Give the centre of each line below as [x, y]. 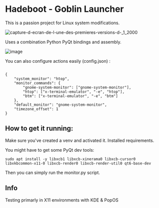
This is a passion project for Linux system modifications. [62, 23]
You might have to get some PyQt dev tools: [50, 150]
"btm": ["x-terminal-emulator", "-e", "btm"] [71, 96]
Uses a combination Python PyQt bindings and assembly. [63, 42]
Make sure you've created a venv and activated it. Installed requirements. [80, 140]
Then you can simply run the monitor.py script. [53, 172]
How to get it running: [39, 129]
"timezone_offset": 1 [36, 109]
